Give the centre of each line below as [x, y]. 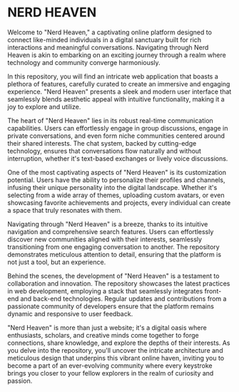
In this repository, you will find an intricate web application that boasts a [113, 76]
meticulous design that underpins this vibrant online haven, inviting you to [116, 358]
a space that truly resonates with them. [65, 210]
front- [213, 291]
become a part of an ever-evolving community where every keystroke [110, 366]
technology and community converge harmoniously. [84, 62]
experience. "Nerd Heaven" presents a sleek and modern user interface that [119, 91]
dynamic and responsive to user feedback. [70, 313]
